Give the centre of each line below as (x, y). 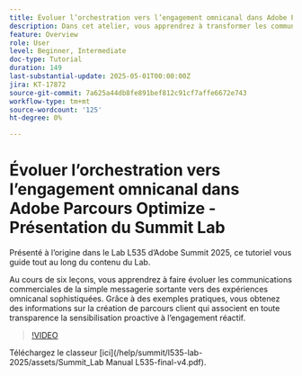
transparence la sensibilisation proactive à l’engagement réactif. (127, 318)
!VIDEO (44, 336)
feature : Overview (44, 34)
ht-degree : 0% (36, 118)
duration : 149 (36, 68)
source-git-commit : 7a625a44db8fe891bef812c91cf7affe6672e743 (128, 93)
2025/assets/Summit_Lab (57, 363)
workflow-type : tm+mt (50, 101)
